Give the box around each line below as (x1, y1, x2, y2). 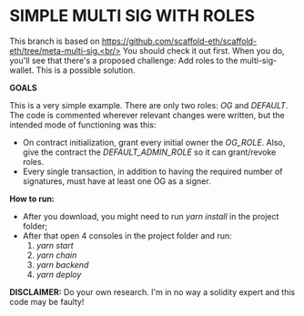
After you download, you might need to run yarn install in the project (22, 210, 279, 221)
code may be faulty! (9, 296, 85, 307)
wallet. (9, 65, 35, 76)
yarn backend (35, 259, 89, 270)
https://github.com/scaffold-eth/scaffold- (101, 36, 258, 46)
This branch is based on (9, 36, 100, 46)
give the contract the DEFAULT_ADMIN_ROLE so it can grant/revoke (22, 147, 277, 158)
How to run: (9, 193, 55, 204)
